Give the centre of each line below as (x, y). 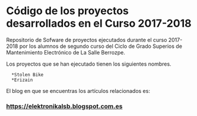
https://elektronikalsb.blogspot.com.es (64, 106)
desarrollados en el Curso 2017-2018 (99, 23)
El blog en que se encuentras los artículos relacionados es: (78, 91)
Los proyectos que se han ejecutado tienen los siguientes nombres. (89, 64)
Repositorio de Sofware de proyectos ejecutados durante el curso (87, 40)
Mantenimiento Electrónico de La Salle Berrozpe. (66, 52)
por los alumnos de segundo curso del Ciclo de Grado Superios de (101, 46)
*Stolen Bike (28, 75)
